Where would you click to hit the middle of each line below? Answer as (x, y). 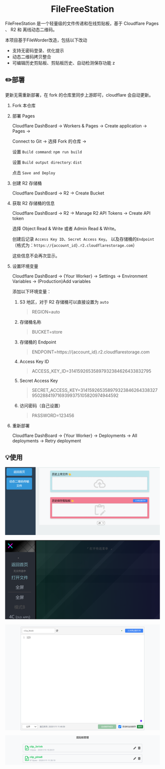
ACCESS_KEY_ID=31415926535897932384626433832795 (91, 371)
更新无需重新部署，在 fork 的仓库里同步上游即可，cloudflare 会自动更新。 (79, 95)
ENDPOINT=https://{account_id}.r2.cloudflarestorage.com (91, 352)
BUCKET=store (47, 332)
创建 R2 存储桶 (27, 183)
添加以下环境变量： (32, 291)
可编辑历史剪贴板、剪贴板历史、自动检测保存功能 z (64, 63)
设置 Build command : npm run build (47, 152)
